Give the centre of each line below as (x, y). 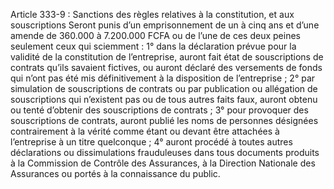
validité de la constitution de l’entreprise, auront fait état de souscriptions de (167, 57)
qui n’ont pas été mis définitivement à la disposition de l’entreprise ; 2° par (163, 78)
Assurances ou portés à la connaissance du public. (115, 173)
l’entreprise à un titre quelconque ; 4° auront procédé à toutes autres (151, 142)
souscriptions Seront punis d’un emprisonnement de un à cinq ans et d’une (165, 25)
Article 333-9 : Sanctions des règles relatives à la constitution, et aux (152, 14)
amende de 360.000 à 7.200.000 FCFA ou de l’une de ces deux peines (155, 35)
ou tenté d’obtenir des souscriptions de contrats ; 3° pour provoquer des (159, 110)
